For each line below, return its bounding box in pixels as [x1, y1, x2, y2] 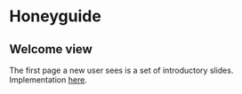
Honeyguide [9, 6, 102, 27]
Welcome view [9, 42, 93, 57]
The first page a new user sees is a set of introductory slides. [9, 65, 234, 75]
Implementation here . [9, 74, 87, 85]
